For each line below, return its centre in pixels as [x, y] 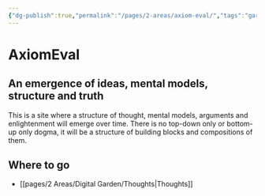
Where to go [39, 166]
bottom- [240, 123]
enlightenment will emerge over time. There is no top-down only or [117, 123]
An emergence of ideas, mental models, [108, 84]
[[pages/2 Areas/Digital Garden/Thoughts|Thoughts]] [106, 184]
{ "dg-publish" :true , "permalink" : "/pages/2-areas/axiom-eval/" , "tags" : [127, 15]
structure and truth [56, 96]
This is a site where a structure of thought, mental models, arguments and [128, 115]
